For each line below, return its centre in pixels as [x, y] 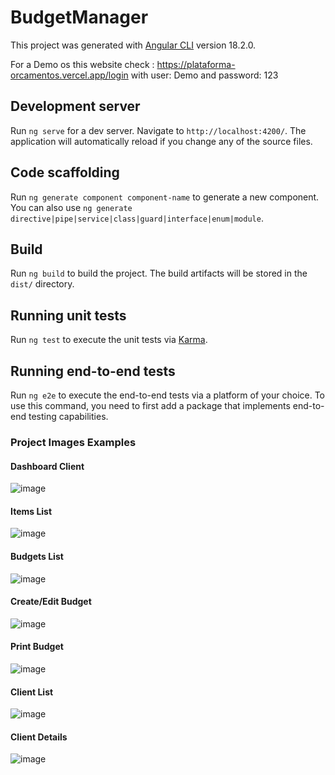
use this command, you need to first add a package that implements [150, 405]
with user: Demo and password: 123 [204, 75]
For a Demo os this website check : [82, 64]
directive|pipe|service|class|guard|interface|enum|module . [137, 218]
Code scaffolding [65, 172]
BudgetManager [79, 17]
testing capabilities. [68, 416]
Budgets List [37, 556]
